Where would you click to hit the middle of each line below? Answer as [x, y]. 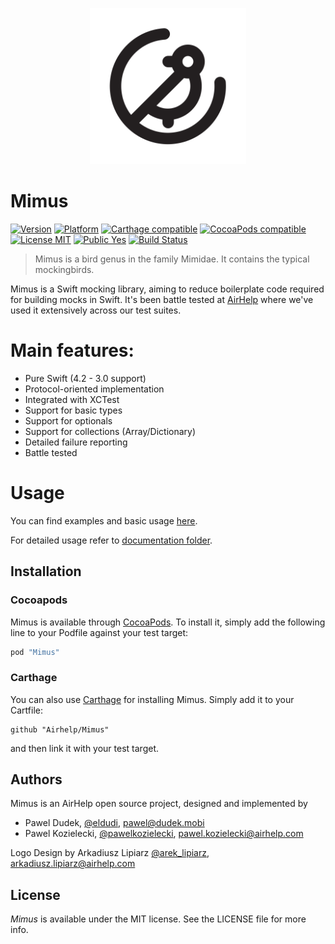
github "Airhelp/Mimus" [60, 729]
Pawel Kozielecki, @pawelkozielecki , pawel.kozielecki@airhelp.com [164, 834]
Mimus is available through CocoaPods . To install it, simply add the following [168, 622]
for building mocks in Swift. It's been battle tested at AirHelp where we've [162, 299]
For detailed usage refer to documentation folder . [111, 540]
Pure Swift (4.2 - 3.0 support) [85, 378]
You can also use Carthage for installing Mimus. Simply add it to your [152, 699]
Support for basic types [73, 410]
